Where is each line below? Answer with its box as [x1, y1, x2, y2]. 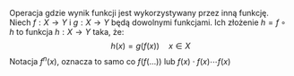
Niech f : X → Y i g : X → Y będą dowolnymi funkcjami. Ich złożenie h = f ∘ [9, 17, 287, 28]
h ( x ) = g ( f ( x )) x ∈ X [110, 40, 191, 51]
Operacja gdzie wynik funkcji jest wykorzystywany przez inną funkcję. [9, 8, 269, 18]
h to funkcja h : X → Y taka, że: [9, 27, 125, 37]
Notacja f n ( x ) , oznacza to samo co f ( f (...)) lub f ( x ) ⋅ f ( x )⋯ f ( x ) [9, 55, 231, 66]
